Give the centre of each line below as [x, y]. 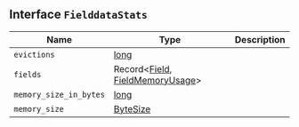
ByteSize [132, 108]
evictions [34, 54]
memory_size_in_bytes [59, 94]
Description [260, 39]
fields [28, 74]
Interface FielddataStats [79, 15]
